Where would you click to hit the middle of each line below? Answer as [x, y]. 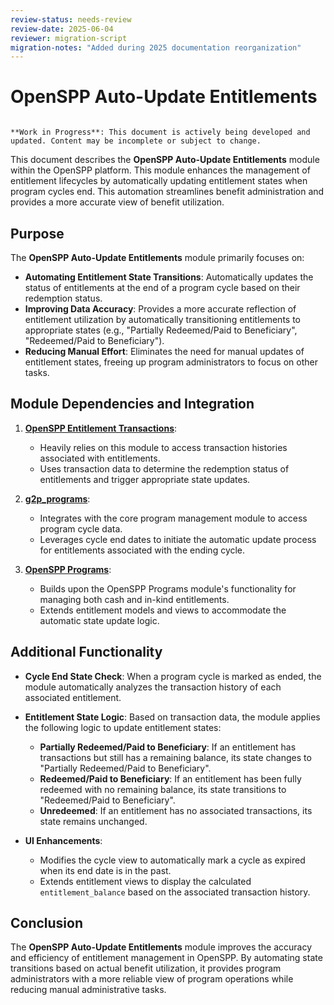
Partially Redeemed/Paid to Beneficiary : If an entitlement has [168, 747]
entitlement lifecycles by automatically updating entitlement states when [159, 181]
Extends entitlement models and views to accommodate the [163, 610]
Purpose [37, 233]
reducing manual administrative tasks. [88, 990]
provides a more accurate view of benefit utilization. [117, 202]
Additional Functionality [86, 652]
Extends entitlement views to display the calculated [145, 881]
